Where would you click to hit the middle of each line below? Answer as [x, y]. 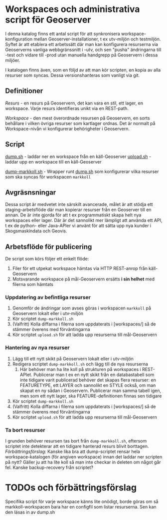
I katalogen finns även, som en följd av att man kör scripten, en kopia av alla [83, 70]
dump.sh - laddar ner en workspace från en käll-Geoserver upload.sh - [78, 156]
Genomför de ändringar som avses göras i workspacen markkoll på [82, 308]
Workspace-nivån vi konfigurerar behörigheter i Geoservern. [67, 128]
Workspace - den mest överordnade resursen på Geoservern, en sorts [78, 118]
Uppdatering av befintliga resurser [48, 297]
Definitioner [24, 91]
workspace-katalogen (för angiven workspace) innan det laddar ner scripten [84, 457]
